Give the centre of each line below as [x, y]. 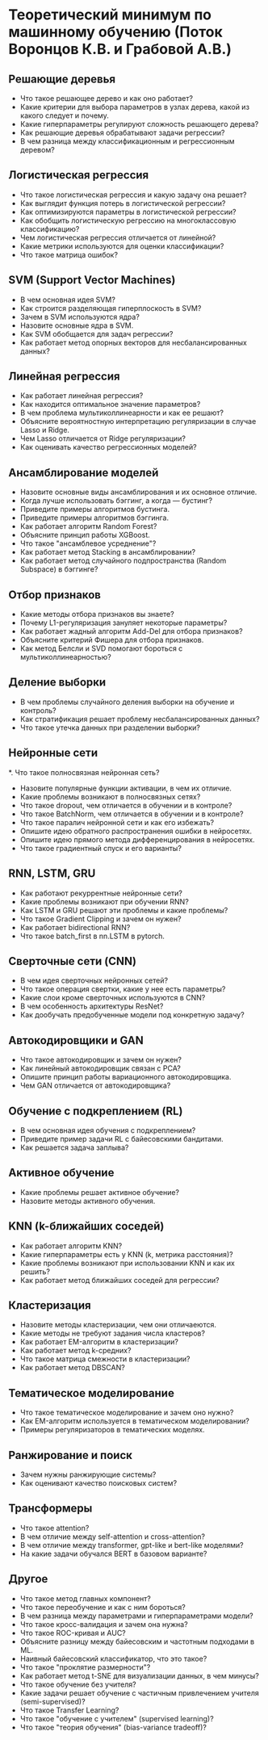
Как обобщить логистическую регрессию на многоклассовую [128, 220]
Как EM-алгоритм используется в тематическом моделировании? [135, 1421]
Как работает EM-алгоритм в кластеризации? [99, 1342]
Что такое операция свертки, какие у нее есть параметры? [123, 989]
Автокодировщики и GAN [76, 1040]
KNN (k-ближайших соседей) [86, 1226]
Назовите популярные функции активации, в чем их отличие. [126, 788]
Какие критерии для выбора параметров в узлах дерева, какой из [135, 107]
